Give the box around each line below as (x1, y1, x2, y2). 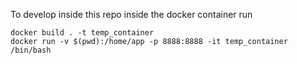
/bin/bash (10, 45, 52, 55)
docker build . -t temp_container (10, 28, 155, 38)
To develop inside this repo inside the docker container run (10, 9, 253, 20)
